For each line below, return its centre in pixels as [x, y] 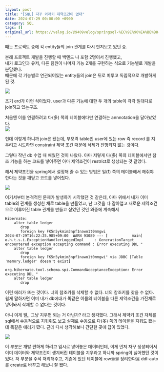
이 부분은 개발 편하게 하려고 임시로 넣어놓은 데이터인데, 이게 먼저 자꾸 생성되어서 [81, 346]
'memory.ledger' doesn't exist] [38, 261]
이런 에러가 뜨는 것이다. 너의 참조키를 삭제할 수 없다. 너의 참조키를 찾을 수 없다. [80, 292]
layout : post [18, 10]
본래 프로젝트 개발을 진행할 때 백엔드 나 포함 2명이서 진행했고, [63, 57]
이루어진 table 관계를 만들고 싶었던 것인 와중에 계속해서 [67, 209]
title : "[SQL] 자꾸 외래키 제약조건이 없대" [45, 14]
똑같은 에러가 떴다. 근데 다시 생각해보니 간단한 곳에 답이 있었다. [70, 327]
